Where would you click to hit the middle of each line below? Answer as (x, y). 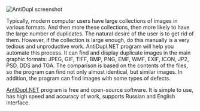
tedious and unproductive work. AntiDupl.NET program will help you (90, 46)
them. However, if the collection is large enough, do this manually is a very (98, 40)
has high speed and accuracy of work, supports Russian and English (91, 96)
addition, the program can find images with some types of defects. (88, 78)
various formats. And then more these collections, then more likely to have (98, 27)
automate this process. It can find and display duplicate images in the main (99, 53)
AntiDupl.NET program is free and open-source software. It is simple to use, (100, 90)
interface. (18, 103)
